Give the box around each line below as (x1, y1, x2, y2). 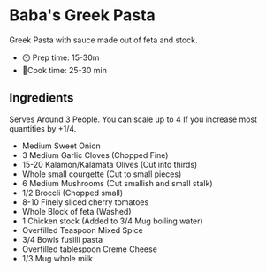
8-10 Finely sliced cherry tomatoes (21, 196, 149, 208)
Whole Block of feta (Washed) (21, 206, 132, 216)
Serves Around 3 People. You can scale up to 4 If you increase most (9, 114, 258, 125)
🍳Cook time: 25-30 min (21, 64, 108, 75)
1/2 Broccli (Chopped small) (21, 187, 124, 198)
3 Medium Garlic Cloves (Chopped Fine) (21, 149, 169, 160)
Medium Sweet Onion (21, 140, 102, 151)
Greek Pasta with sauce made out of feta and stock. (9, 34, 198, 45)
